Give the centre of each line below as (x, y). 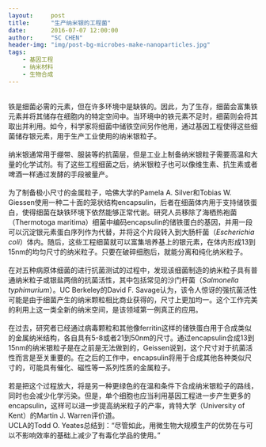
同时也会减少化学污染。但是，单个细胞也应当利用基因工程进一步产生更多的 (129, 396)
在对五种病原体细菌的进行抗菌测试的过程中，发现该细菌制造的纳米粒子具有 (129, 270)
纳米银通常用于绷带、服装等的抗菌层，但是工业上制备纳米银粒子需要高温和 (129, 154)
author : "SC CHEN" (46, 38)
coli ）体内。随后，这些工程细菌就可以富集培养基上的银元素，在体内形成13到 (132, 241)
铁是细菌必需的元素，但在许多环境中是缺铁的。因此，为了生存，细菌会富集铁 (133, 106)
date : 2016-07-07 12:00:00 (63, 30)
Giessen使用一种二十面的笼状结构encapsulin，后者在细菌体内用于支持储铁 (129, 202)
